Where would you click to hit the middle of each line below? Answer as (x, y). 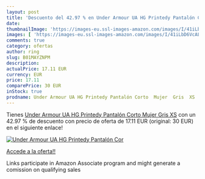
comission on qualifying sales (44, 169)
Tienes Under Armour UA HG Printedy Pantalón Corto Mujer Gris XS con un (101, 114)
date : (13, 23)
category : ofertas (30, 46)
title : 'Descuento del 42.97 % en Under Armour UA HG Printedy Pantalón (101, 18)
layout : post (23, 12)
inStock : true (24, 92)
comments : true (26, 40)
